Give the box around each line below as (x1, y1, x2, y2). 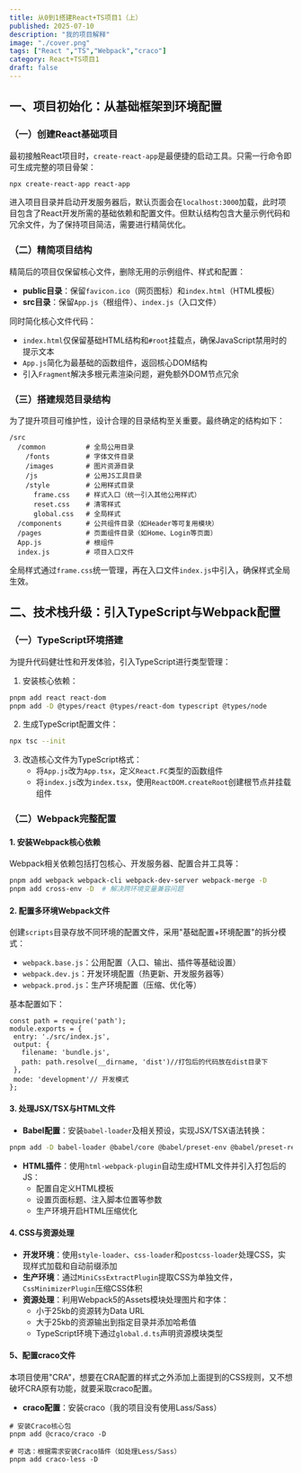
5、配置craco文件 (9, 1350, 76, 1361)
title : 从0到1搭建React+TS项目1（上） (9, 13, 142, 22)
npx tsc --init (9, 736, 67, 746)
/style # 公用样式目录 (25, 481, 135, 490)
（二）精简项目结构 (9, 244, 93, 256)
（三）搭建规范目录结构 (9, 393, 111, 406)
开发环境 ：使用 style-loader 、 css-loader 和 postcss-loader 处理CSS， (22, 1249, 279, 1260)
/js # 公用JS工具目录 (25, 471, 143, 481)
